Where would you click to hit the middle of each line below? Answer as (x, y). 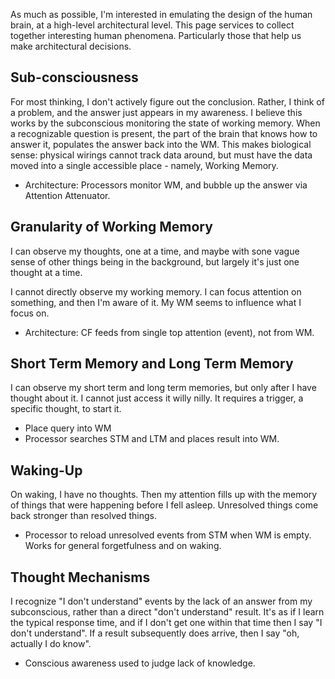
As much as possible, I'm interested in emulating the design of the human (161, 14)
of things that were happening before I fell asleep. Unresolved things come (164, 505)
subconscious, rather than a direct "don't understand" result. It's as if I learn (167, 612)
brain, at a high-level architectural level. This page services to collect (152, 25)
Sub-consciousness (74, 77)
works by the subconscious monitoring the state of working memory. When (165, 123)
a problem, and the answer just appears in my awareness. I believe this (156, 112)
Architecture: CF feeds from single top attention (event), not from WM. (169, 332)
